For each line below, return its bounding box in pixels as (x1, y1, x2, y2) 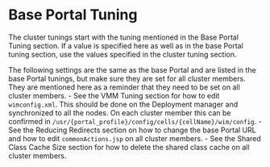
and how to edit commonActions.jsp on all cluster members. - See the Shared (8, 133, 262, 143)
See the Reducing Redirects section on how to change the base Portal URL (8, 125, 256, 135)
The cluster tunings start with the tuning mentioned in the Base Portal (8, 32, 239, 42)
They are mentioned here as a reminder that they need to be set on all (8, 82, 240, 92)
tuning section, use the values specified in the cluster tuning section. (8, 49, 237, 59)
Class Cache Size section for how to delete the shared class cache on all (8, 142, 250, 152)
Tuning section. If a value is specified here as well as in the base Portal (8, 40, 243, 50)
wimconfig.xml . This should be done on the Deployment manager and (8, 99, 239, 109)
